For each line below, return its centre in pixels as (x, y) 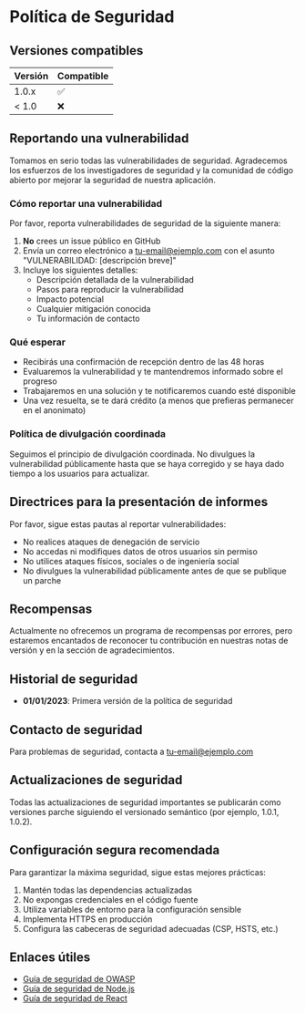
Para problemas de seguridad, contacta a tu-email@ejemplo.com (132, 751)
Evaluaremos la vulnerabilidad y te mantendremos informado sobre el (153, 372)
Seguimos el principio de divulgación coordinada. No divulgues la (132, 454)
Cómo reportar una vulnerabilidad (86, 203)
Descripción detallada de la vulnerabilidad (115, 280)
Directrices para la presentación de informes (139, 502)
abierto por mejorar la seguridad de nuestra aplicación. (113, 180)
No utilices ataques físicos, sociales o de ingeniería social (131, 561)
